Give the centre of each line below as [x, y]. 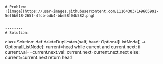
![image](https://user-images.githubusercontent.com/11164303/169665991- [82, 11]
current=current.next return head [39, 57]
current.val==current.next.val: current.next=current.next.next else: [72, 52]
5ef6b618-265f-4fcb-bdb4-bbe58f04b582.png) [50, 16]
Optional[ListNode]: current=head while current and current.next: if [73, 47]
